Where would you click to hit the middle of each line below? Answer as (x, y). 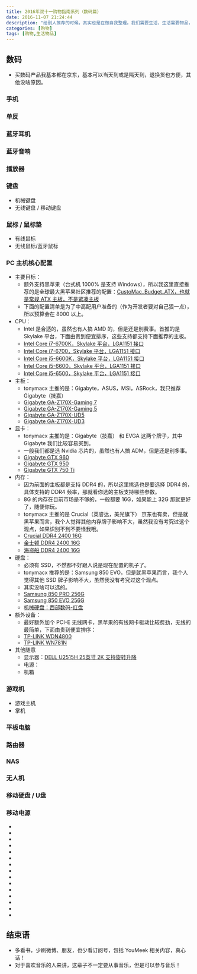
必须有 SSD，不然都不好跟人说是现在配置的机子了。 (86, 565)
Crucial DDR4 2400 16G (52, 536)
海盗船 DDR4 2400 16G (52, 550)
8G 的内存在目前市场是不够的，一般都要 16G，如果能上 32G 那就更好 (107, 499)
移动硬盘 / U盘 (26, 796)
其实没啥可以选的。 (47, 587)
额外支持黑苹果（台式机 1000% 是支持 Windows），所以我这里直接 (104, 284)
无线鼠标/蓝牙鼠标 (36, 246)
